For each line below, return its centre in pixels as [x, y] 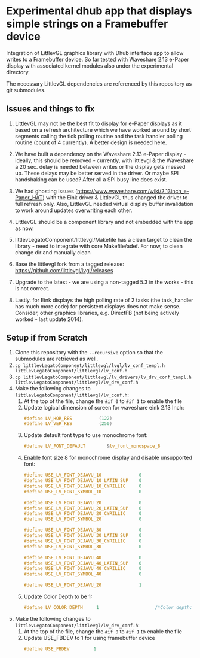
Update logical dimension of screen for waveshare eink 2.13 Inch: [104, 407]
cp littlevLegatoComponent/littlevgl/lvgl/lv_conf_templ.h [90, 366]
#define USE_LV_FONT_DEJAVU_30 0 [83, 530]
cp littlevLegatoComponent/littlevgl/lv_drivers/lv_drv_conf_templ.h [103, 377]
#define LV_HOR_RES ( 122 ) [68, 418]
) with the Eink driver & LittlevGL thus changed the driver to [115, 197]
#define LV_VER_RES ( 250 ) [68, 424]
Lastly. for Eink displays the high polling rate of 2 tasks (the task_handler [104, 300]
